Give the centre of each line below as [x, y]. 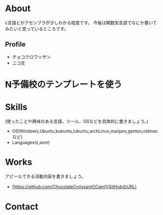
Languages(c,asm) [31, 142]
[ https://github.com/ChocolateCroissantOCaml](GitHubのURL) [74, 187]
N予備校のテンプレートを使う [64, 84]
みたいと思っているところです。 [37, 29]
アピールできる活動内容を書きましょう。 [45, 176]
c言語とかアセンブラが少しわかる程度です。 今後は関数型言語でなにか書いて [81, 22]
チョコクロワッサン [31, 57]
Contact [22, 207]
